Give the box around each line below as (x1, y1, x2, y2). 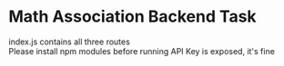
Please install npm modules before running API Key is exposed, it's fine (8, 45, 275, 56)
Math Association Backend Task (8, 6, 257, 27)
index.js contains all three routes (8, 36, 131, 47)
